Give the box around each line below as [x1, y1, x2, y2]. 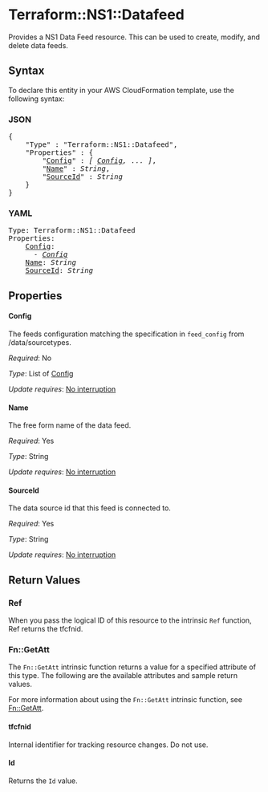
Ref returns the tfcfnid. [8, 624, 83, 634]
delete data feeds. [8, 40, 68, 50]
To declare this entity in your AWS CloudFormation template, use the [8, 85, 234, 95]
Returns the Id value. [8, 776, 78, 786]
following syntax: [8, 94, 65, 104]
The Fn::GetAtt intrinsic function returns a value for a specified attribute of [8, 662, 257, 672]
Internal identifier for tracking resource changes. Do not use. [8, 740, 209, 749]
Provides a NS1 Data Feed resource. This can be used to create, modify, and [8, 32, 261, 42]
